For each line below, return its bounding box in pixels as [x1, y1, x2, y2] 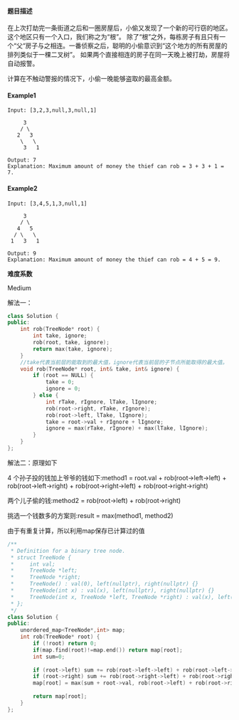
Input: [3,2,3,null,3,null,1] [7, 107, 97, 114]
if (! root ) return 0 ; [33, 640, 97, 647]
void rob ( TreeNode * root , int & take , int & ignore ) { [20, 365, 180, 373]
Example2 [7, 184, 38, 192]
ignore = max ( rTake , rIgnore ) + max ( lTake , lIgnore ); [45, 425, 208, 432]
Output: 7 [7, 157, 37, 164]
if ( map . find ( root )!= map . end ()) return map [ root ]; [33, 646, 183, 654]
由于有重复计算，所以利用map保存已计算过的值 [7, 526, 145, 535]
